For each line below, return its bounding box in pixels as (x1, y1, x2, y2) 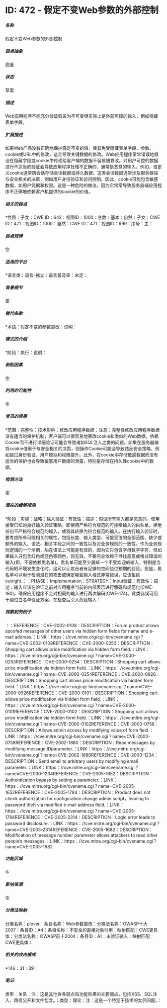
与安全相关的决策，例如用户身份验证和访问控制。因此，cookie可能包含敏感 (5, 176, 159, 182)
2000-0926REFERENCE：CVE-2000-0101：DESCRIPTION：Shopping (5, 690, 149, 696)
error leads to (127, 814, 156, 820)
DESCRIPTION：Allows (5, 727, 52, 733)
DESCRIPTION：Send (5, 758, 50, 764)
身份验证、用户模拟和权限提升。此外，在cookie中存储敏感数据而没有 (18, 452, 159, 458)
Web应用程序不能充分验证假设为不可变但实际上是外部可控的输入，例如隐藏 (5, 113, 158, 119)
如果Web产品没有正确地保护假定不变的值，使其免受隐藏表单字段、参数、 (5, 145, 154, 151)
